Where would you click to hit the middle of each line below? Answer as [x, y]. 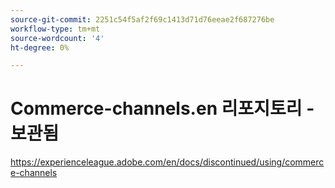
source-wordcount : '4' [57, 38]
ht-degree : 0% [40, 47]
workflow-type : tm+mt [55, 29]
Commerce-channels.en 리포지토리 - [162, 108]
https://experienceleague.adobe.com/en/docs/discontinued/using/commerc [167, 162]
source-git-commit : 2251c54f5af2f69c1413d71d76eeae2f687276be [142, 19]
